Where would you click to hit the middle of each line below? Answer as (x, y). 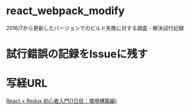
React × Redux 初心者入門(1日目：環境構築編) (61, 101)
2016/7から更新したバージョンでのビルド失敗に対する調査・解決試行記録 (95, 28)
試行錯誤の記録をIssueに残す (77, 54)
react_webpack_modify (65, 11)
